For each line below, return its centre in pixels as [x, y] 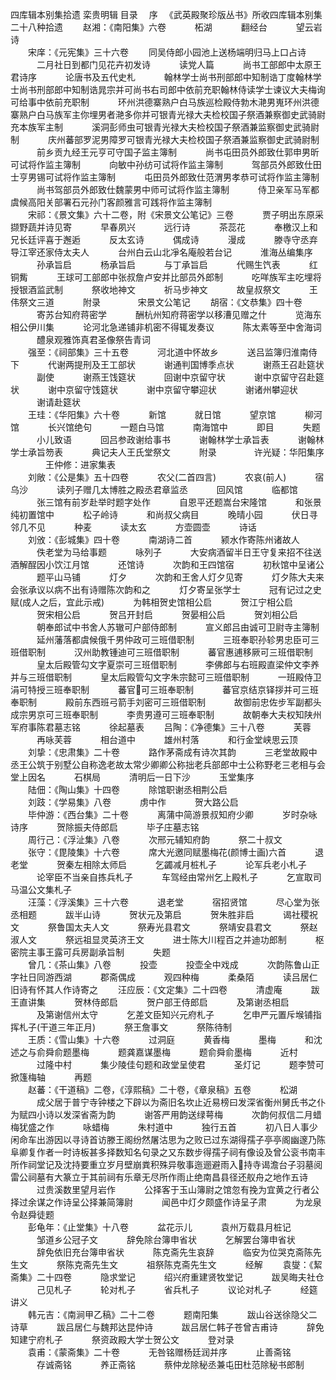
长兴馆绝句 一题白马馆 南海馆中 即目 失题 [184, 427]
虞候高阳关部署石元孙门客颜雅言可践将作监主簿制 [111, 202]
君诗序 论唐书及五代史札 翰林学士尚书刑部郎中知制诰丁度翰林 [161, 77]
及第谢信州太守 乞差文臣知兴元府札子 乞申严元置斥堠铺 [174, 1014]
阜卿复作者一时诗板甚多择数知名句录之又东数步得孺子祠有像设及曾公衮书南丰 [168, 1152]
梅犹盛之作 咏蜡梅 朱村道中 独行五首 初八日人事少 [164, 1127]
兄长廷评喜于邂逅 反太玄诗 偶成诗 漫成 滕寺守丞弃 [164, 239]
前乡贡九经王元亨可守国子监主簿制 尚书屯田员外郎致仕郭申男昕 [178, 152]
